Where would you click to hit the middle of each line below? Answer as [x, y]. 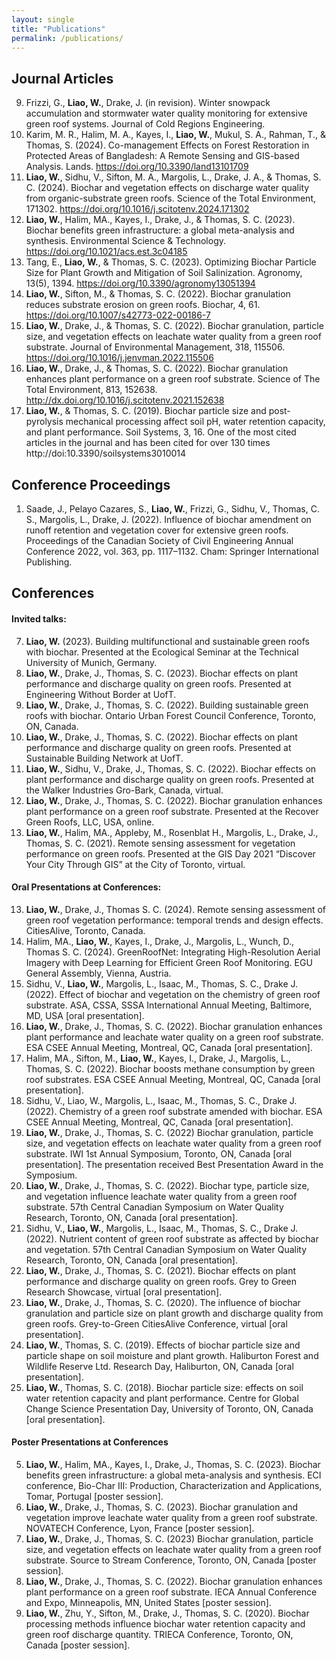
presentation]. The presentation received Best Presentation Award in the [174, 1164]
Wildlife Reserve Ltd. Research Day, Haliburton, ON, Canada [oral [159, 1366]
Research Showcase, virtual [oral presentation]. [124, 1292]
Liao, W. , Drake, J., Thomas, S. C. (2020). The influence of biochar [163, 1302]
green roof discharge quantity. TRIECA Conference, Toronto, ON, [159, 1634]
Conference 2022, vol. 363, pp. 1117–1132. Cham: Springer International [172, 551]
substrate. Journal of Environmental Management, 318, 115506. [155, 347]
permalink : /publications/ [67, 38]
